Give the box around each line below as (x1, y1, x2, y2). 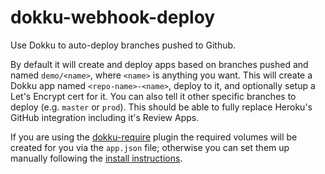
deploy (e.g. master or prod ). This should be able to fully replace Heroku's (10, 101, 313, 113)
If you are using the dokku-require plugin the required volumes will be (10, 131, 298, 143)
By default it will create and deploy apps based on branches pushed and (10, 58, 309, 70)
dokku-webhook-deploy (10, 6, 216, 29)
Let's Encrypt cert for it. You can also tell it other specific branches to (10, 90, 297, 102)
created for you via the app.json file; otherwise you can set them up (10, 141, 290, 153)
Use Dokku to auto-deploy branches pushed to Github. (10, 39, 237, 51)
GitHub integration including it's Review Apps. (10, 111, 200, 123)
